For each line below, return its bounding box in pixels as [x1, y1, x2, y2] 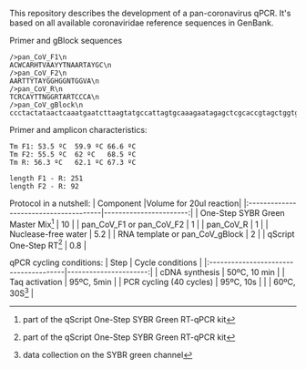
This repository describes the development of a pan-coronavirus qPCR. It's [9, 8, 291, 18]
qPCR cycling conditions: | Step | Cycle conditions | [9, 257, 203, 268]
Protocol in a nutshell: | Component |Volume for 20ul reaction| [9, 198, 242, 209]
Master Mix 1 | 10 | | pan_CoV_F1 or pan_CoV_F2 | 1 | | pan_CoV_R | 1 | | [9, 218, 269, 230]
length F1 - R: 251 [9, 174, 84, 183]
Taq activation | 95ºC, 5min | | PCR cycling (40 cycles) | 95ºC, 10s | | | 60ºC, [9, 277, 296, 288]
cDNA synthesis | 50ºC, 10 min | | [159, 267, 285, 278]
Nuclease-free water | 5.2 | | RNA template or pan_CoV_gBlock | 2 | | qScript [9, 228, 295, 240]
